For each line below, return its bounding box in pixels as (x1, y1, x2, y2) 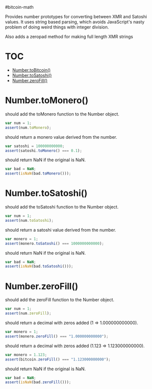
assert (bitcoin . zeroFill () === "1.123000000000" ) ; (5, 357, 111, 362)
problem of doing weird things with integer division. (5, 24, 109, 30)
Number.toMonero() (5, 95, 89, 106)
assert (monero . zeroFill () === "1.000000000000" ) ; (5, 334, 109, 339)
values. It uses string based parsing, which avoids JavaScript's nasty (5, 19, 145, 25)
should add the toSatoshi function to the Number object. (5, 204, 119, 210)
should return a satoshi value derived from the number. (5, 227, 116, 233)
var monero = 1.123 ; (5, 352, 48, 357)
